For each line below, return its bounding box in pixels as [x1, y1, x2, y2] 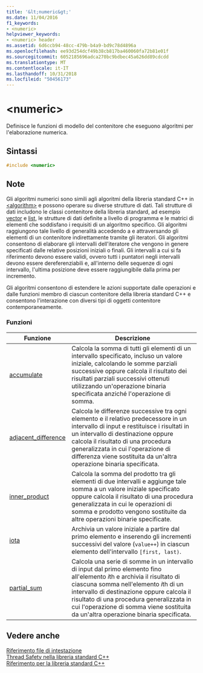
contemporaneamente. [6, 303, 63, 310]
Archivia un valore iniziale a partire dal [71, 524, 180, 533]
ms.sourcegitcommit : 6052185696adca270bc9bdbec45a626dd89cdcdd [6, 54, 169, 60]
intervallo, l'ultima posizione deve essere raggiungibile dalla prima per [6, 265, 181, 273]
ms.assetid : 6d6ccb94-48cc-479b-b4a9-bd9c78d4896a [6, 43, 137, 49]
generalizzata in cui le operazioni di [71, 499, 172, 508]
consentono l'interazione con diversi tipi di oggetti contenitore [6, 297, 161, 304]
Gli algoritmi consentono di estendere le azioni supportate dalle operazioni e [6, 284, 196, 291]
